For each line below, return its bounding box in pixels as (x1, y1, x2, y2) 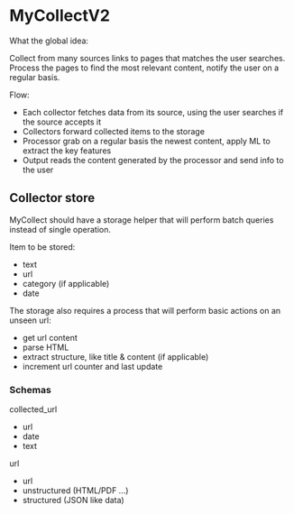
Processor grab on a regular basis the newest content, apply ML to (22, 135, 271, 146)
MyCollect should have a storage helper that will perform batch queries (9, 214, 274, 225)
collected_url (9, 404, 58, 415)
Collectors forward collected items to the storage (22, 125, 206, 136)
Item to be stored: (9, 241, 76, 252)
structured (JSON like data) (22, 495, 124, 506)
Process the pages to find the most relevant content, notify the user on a (9, 62, 280, 73)
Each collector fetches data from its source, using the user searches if (22, 106, 284, 117)
